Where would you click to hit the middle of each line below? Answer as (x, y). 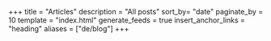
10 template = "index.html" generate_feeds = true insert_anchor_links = (127, 20)
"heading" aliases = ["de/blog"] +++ (69, 29)
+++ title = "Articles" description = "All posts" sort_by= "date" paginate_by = (136, 12)
